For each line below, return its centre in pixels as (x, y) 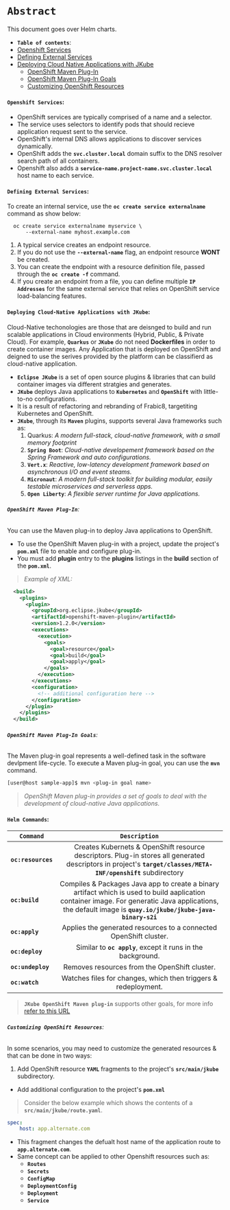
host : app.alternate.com (55, 1129)
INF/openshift (118, 873)
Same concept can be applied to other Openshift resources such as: (113, 1156)
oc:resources (32, 860)
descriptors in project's (103, 864)
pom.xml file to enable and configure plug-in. (79, 551)
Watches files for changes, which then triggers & (139, 978)
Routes (37, 1165)
